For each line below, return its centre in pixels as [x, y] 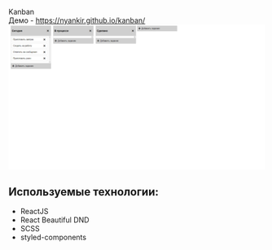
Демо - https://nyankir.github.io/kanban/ [77, 20]
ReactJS [34, 212]
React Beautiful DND [55, 220]
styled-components [53, 237]
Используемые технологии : [83, 192]
